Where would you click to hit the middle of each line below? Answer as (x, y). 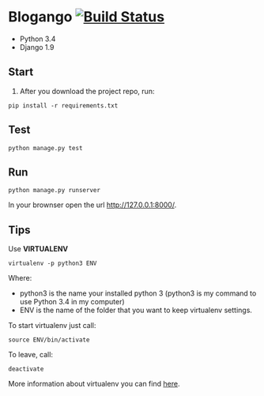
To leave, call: (31, 355)
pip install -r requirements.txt (63, 106)
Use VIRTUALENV (38, 249)
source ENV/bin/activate (49, 340)
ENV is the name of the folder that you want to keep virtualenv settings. (136, 310)
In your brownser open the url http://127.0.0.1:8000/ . (92, 205)
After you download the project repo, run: (87, 91)
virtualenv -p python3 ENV (53, 264)
